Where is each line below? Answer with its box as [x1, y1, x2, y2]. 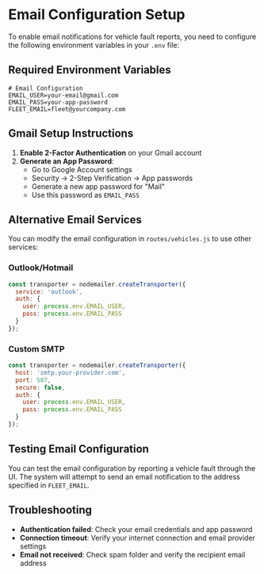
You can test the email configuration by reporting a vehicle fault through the [8, 463, 256, 473]
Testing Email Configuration [8, 442, 149, 456]
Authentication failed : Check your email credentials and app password [19, 524, 253, 534]
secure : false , [15, 383, 66, 391]
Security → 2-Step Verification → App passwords [31, 173, 193, 183]
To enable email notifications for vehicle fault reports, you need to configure [8, 32, 257, 41]
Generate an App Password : [19, 156, 114, 166]
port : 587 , [15, 376, 52, 384]
